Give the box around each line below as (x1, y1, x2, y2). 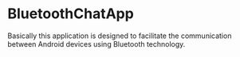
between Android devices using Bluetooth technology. (7, 39, 186, 48)
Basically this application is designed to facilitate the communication (7, 31, 232, 40)
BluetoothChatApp (7, 5, 135, 23)
